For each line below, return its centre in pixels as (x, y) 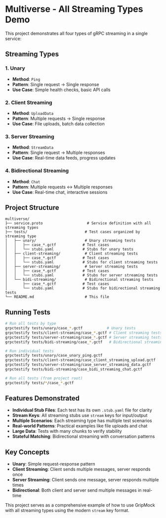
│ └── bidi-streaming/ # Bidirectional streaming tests (79, 280)
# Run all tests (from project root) (44, 378)
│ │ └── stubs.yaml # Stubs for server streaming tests (82, 275)
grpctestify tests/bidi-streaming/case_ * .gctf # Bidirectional (74, 342)
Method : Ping (26, 79)
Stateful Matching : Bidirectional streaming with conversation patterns (83, 436)
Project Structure (32, 207)
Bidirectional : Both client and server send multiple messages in (77, 490)
